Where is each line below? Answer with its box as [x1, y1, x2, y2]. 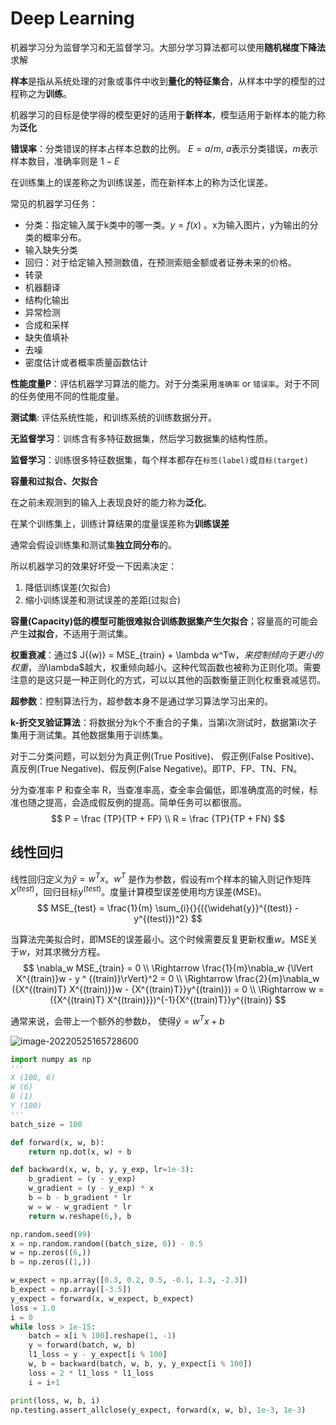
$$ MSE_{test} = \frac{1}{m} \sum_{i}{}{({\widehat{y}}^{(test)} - [36, 902, 300, 914]
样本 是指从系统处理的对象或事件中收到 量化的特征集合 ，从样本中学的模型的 [10, 75, 317, 87]
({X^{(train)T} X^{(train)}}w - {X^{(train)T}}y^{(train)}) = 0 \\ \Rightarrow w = [11, 983, 325, 996]
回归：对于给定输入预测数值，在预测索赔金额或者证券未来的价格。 [24, 256, 297, 268]
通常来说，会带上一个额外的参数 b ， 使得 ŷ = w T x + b [10, 1013, 225, 1027]
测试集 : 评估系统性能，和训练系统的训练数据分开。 [10, 411, 217, 423]
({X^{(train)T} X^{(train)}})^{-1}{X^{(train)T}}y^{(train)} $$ [49, 994, 287, 1006]
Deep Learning [10, 7, 135, 30]
